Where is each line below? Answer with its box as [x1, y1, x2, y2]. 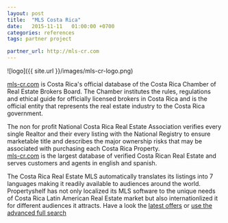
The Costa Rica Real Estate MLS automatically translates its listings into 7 [7, 172, 214, 180]
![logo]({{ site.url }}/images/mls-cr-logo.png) [7, 67, 134, 75]
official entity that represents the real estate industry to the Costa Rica [7, 102, 205, 110]
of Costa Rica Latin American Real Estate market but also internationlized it [7, 194, 218, 202]
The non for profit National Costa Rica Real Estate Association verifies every [7, 123, 222, 130]
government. [7, 109, 43, 117]
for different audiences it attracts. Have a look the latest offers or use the [7, 202, 212, 209]
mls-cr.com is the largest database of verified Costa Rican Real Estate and [7, 152, 217, 160]
